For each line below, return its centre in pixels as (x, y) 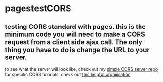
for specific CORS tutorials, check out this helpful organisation (68, 74)
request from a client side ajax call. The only (74, 42)
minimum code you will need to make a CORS (75, 34)
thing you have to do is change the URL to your (78, 50)
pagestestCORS (38, 9)
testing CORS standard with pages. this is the (76, 27)
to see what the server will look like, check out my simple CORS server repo (81, 69)
